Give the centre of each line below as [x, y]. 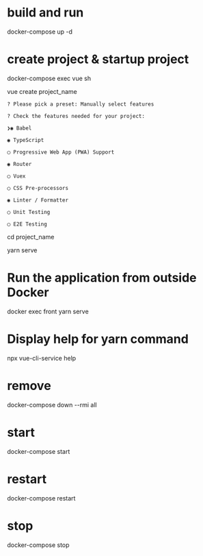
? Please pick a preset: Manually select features [81, 104]
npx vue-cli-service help [42, 358]
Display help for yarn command [98, 339]
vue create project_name [42, 91]
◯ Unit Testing [29, 212]
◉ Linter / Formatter [38, 200]
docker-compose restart [41, 498]
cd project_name [31, 237]
